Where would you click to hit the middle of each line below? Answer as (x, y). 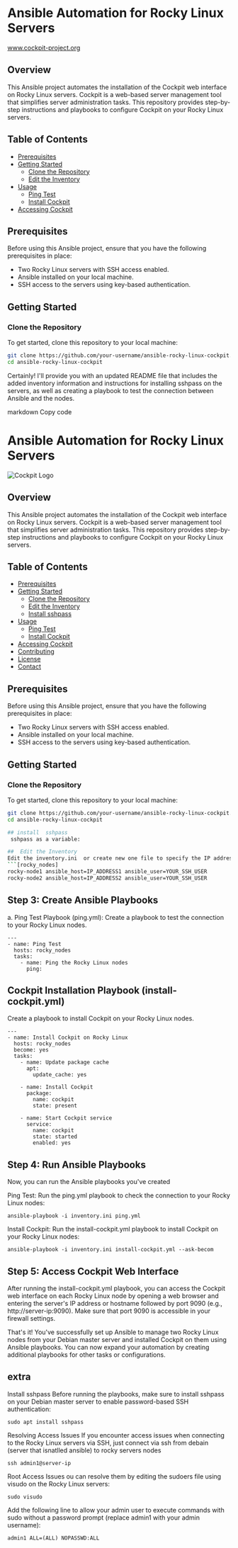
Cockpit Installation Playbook (74, 990)
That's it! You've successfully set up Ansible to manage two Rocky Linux (113, 1332)
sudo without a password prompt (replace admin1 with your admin (104, 1518)
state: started (55, 1137)
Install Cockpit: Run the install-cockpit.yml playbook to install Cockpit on (113, 1229)
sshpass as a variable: (45, 839)
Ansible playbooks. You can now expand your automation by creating (108, 1347)
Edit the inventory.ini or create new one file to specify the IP (109, 858)
